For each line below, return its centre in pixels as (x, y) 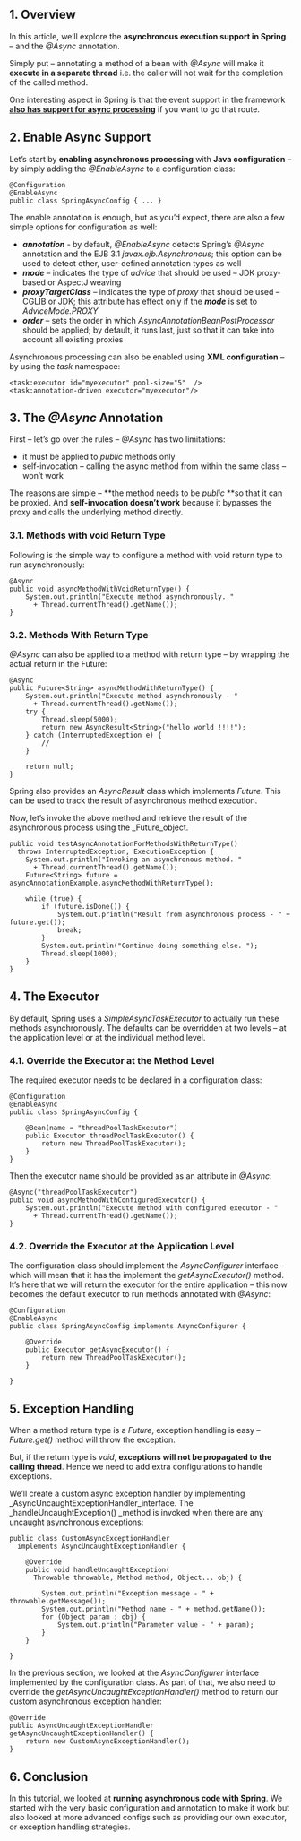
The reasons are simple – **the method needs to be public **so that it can (146, 493)
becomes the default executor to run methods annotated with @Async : (140, 1294)
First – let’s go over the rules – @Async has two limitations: (117, 439)
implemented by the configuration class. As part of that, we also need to (142, 1682)
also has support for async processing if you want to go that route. (134, 109)
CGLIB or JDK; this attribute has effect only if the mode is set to (140, 301)
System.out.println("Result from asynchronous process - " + (174, 915)
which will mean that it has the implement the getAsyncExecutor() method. (147, 1275)
